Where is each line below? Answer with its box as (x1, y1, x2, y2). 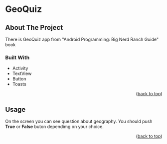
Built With (5, 54, 30, 61)
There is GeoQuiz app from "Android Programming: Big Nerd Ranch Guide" (5, 36, 159, 42)
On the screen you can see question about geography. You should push (5, 118, 153, 125)
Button (12, 76, 26, 82)
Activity (12, 66, 28, 72)
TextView (12, 71, 32, 76)
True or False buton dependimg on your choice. (5, 124, 104, 130)
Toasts (12, 81, 26, 87)
